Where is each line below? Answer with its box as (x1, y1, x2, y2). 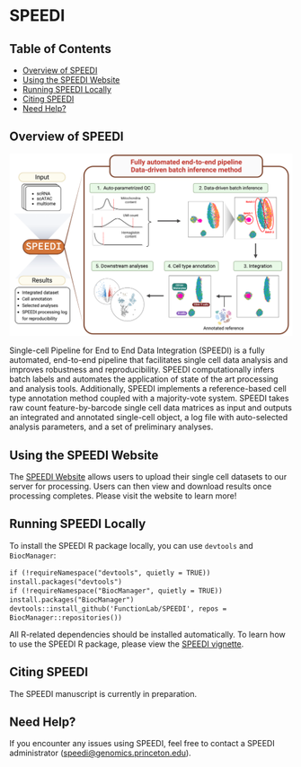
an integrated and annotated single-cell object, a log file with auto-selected (9, 412, 288, 423)
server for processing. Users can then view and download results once (9, 480, 272, 491)
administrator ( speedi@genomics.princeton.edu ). (9, 747, 191, 759)
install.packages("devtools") (9, 577, 123, 586)
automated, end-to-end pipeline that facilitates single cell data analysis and (9, 355, 288, 366)
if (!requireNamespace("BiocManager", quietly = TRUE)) (9, 586, 223, 595)
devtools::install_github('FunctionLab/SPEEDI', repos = (9, 604, 227, 613)
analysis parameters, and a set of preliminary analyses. (9, 421, 214, 432)
